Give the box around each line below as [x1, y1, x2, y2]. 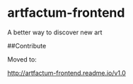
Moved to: [7, 55, 37, 64]
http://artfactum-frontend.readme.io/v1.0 [7, 69, 126, 77]
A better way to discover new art [7, 28, 103, 36]
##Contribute [7, 41, 47, 50]
